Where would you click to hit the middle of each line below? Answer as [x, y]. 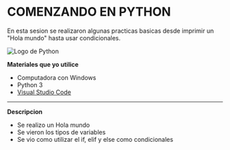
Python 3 [30, 85]
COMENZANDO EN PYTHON [89, 12]
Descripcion [25, 111]
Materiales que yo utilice [43, 64]
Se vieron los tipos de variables [61, 132]
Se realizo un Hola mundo [53, 125]
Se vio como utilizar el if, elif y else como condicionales [95, 139]
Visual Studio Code [44, 92]
